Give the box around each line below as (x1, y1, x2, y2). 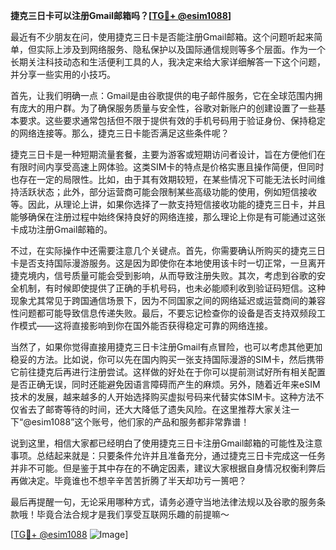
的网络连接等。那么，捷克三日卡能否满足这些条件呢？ (10, 127, 230, 139)
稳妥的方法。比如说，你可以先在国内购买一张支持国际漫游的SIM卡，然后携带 (10, 354, 325, 365)
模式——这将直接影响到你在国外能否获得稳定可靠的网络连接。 (18, 320, 273, 331)
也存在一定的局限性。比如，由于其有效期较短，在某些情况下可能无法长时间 (10, 174, 317, 185)
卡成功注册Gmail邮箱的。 (10, 224, 113, 235)
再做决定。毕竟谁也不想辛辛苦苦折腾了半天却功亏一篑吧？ (10, 475, 247, 486)
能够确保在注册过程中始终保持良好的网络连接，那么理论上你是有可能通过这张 (10, 211, 326, 223)
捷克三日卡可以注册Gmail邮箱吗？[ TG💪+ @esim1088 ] (10, 10, 232, 21)
